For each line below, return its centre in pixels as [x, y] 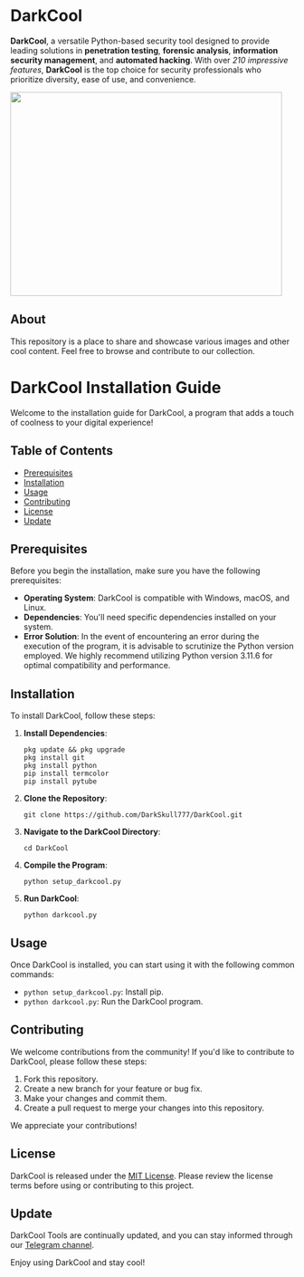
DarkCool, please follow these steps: [79, 1061]
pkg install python [60, 766]
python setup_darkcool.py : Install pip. [93, 992]
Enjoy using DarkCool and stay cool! [78, 1263]
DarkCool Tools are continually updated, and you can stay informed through [152, 1235]
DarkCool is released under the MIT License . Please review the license [142, 1176]
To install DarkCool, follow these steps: [83, 715]
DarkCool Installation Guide [116, 387]
